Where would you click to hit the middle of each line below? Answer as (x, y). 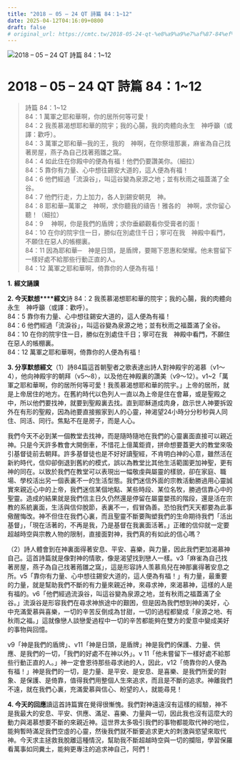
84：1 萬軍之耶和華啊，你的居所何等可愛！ (87, 117)
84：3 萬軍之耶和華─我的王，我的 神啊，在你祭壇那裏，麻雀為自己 (125, 143)
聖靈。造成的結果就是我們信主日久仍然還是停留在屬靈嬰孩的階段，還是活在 (117, 498)
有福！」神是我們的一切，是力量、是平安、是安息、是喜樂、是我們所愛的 (114, 672)
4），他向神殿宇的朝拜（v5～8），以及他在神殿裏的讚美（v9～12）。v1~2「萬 (118, 376)
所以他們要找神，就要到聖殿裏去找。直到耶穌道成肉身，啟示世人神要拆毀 (126, 403)
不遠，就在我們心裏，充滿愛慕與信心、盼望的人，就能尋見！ (95, 689)
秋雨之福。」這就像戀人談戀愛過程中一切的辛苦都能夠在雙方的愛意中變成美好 (119, 621)
